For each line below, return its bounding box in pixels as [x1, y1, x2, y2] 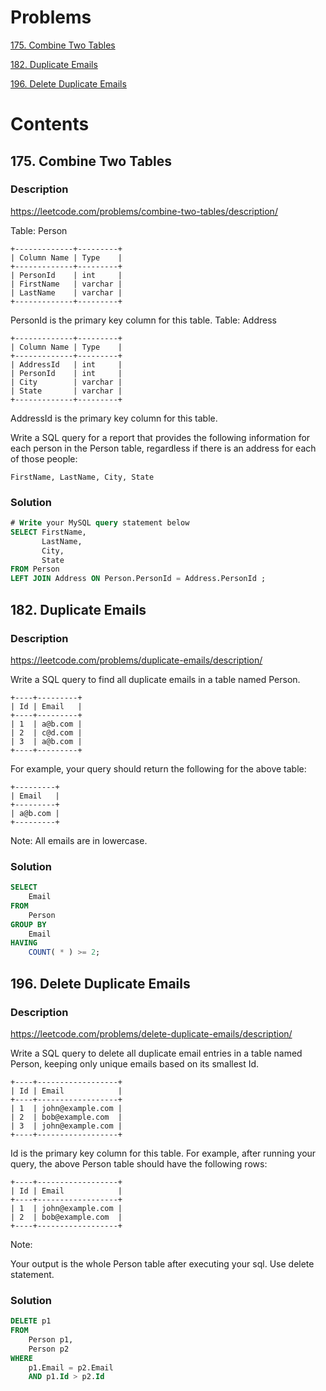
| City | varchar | [10, 377, 123, 387]
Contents [10, 113, 90, 136]
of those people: [10, 452, 78, 465]
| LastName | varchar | [10, 287, 123, 298]
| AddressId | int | [10, 359, 123, 370]
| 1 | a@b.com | [10, 719, 83, 729]
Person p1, [28, 1334, 74, 1345]
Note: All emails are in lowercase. [10, 834, 148, 846]
